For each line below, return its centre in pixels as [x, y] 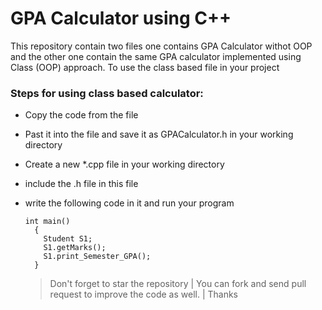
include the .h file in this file [81, 184]
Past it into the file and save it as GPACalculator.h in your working [159, 134]
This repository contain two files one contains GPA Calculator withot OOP [161, 46]
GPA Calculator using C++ [121, 18]
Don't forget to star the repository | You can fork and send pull [178, 284]
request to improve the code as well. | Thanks [144, 294]
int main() [47, 222]
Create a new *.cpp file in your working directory [124, 164]
